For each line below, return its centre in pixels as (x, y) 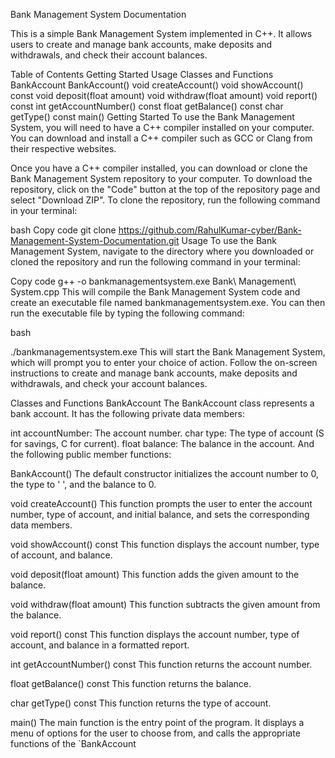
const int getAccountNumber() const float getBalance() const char (147, 106)
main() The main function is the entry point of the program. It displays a (157, 722)
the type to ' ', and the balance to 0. (83, 484)
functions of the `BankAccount (73, 743)
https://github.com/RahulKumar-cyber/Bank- (210, 230)
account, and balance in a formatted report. (100, 645)
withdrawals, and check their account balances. (109, 55)
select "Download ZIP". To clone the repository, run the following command (165, 200)
